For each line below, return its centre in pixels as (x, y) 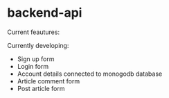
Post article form (41, 88)
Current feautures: (34, 32)
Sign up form (36, 59)
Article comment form (48, 81)
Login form (33, 66)
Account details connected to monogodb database (90, 74)
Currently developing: (38, 45)
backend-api (45, 13)
